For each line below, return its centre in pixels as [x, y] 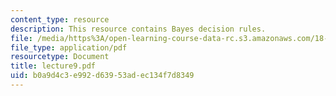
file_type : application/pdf [69, 47]
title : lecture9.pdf [53, 66]
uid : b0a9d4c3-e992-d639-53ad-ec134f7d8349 [102, 76]
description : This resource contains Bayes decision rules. [138, 29]
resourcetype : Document [60, 57]
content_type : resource [60, 19]
